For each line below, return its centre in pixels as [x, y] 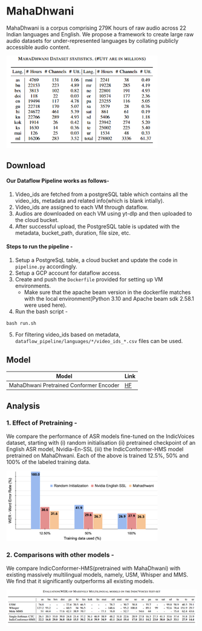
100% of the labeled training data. [48, 462]
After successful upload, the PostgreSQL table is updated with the [97, 226]
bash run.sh [21, 324]
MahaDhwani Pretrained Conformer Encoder [64, 385]
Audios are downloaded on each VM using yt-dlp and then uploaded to [103, 214]
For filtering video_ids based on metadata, [68, 335]
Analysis [23, 406]
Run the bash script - [41, 312]
